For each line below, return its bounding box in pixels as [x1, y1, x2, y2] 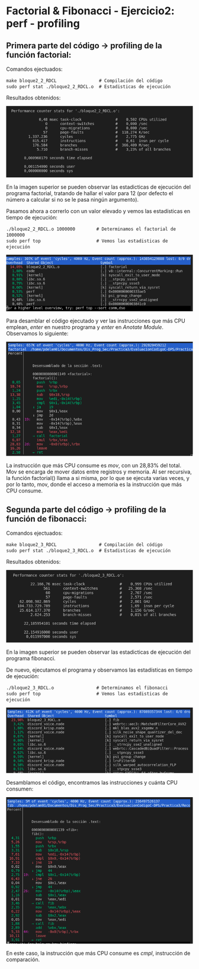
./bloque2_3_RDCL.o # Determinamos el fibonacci [6, 685, 168, 691]
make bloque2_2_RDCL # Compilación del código [6, 78, 163, 84]
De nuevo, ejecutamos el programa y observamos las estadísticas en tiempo [6, 666, 192, 673]
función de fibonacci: [6, 513, 87, 524]
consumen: [6, 785, 34, 792]
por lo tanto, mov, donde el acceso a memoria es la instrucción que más [6, 481, 182, 488]
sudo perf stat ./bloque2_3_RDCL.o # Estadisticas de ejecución [6, 548, 171, 554]
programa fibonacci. [6, 654, 56, 661]
